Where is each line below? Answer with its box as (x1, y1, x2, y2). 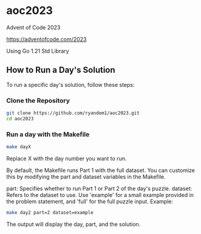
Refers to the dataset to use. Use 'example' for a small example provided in (6, 191, 194, 198)
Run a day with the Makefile (6, 130, 90, 139)
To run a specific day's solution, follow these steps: (6, 81, 135, 88)
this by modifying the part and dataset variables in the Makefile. (6, 173, 166, 180)
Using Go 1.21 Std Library (6, 47, 69, 55)
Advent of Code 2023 (6, 24, 61, 31)
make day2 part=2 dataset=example (6, 209, 94, 216)
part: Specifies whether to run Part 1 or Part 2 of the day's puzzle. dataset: (6, 185, 192, 192)
